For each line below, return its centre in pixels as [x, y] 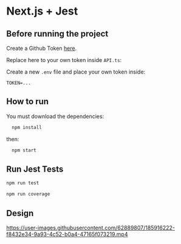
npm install [27, 127]
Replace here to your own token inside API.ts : [64, 60]
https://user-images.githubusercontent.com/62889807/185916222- [90, 228]
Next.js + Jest [42, 11]
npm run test [23, 183]
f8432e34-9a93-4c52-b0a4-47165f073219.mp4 [67, 234]
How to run [28, 102]
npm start [24, 150]
